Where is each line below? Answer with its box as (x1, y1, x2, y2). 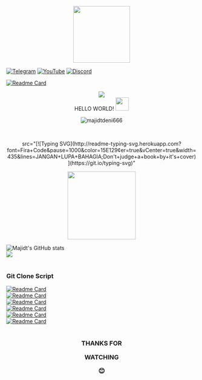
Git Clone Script (6, 272, 54, 280)
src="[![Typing (22, 140, 59, 147)
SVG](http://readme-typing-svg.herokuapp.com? (59, 140, 181, 147)
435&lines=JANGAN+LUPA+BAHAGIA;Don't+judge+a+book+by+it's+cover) (7, 153, 197, 160)
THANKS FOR (81, 339, 122, 347)
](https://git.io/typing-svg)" (67, 159, 136, 166)
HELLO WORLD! (74, 105, 114, 112)
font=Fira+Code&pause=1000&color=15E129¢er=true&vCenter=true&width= (7, 147, 197, 153)
